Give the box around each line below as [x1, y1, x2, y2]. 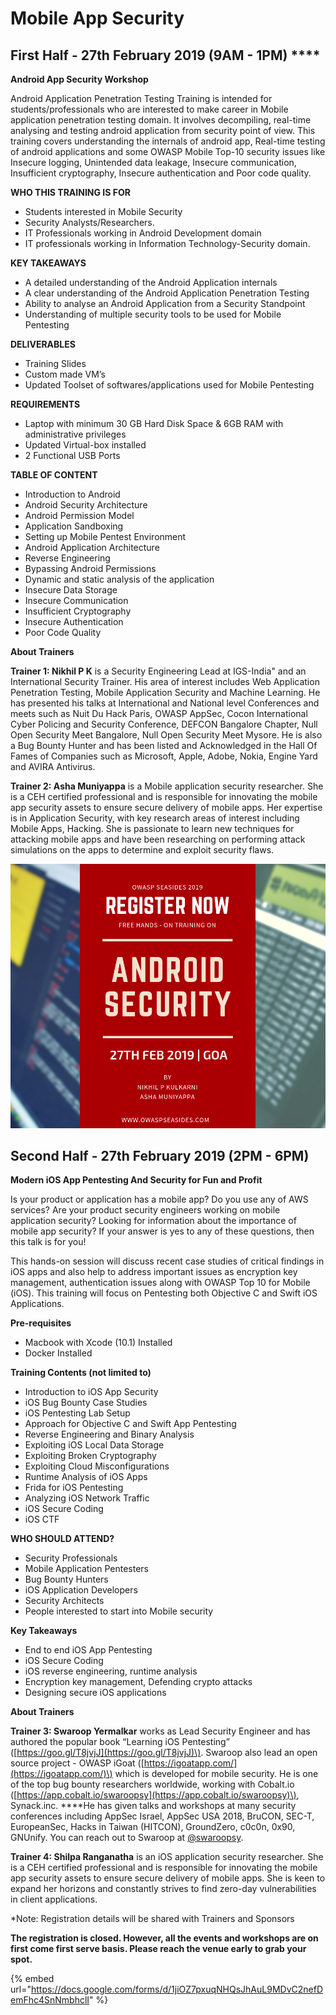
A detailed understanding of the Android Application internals [24, 277, 278, 288]
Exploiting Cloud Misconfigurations [24, 1460, 170, 1472]
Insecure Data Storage [24, 584, 118, 596]
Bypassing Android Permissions [24, 563, 157, 574]
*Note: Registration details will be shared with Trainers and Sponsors [10, 1913, 295, 1925]
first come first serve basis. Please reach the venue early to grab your [10, 1943, 307, 1955]
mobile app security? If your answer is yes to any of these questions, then [10, 1225, 315, 1237]
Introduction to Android [24, 488, 121, 500]
